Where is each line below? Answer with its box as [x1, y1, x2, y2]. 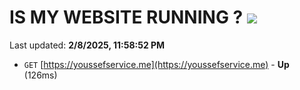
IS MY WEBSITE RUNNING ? [9, 6, 244, 29]
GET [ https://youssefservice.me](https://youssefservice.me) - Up [23, 58, 290, 70]
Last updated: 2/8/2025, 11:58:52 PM [9, 39, 166, 51]
